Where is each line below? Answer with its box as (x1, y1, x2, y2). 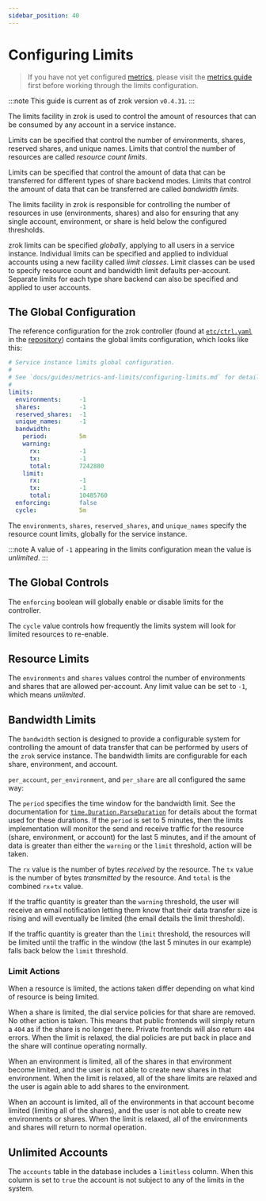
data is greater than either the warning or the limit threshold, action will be (8, 841, 253, 850)
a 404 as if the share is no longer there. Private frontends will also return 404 (8, 1025, 255, 1034)
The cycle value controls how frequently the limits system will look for (8, 621, 236, 630)
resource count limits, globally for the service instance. (8, 529, 188, 538)
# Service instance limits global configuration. (8, 359, 176, 367)
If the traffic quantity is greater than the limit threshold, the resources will (8, 930, 251, 939)
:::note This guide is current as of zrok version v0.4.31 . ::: (8, 96, 196, 106)
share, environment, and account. (8, 760, 119, 769)
